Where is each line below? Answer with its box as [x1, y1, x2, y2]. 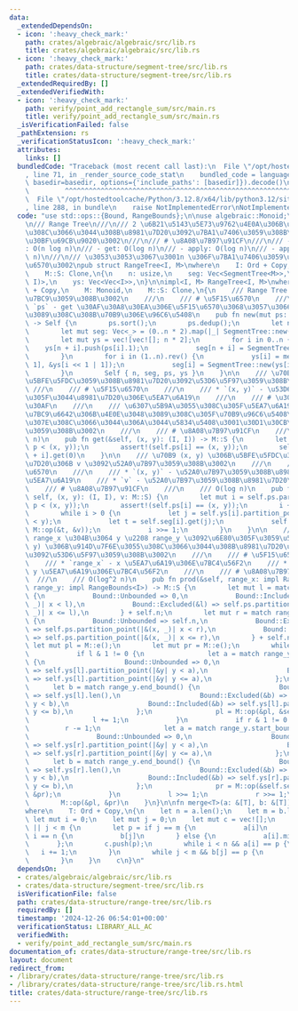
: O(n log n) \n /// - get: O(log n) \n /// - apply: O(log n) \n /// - [25, 245, 276, 253]
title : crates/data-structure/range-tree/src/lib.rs [9, 989, 208, 998]
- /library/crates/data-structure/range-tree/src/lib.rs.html [9, 980, 244, 990]
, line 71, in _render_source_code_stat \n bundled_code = [25, 170, 255, 179]
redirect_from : [9, 964, 66, 973]
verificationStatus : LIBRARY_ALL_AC [17, 922, 153, 932]
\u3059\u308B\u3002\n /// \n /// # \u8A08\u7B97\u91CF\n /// [25, 426, 288, 436]
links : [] [25, 153, 62, 163]
